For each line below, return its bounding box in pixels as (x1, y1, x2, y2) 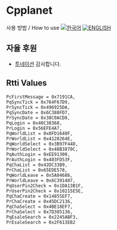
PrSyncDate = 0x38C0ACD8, (6, 115, 70, 121)
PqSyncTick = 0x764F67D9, (6, 99, 70, 105)
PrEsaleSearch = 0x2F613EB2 (6, 219, 76, 225)
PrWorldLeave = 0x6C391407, (6, 177, 76, 183)
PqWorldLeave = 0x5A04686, (6, 172, 73, 178)
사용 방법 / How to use (6, 24, 59, 31)
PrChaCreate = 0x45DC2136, (6, 198, 73, 204)
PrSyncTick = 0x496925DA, (6, 104, 70, 111)
